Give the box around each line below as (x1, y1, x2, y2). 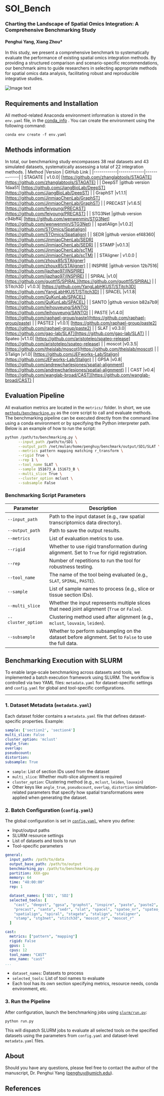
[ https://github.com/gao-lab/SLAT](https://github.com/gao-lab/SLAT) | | (5, 330, 150, 336)
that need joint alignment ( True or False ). (49, 605, 143, 612)
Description (89, 504, 117, 511)
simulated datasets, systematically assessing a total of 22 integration (5, 164, 144, 170)
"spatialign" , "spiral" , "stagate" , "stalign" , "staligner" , (14, 911, 141, 917)
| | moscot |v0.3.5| (101, 341, 138, 347)
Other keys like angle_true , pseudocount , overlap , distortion (12, 784, 134, 790)
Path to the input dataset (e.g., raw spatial (49, 513, 145, 520)
